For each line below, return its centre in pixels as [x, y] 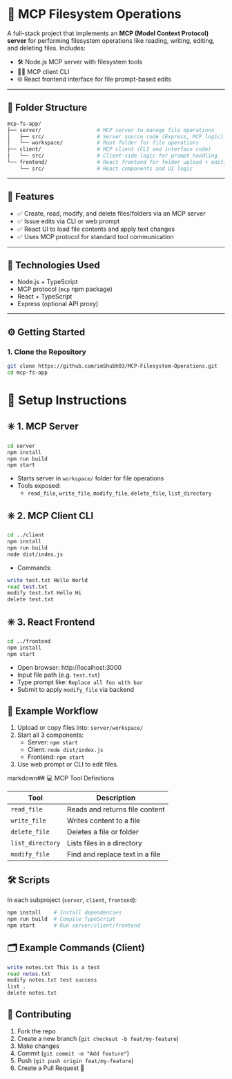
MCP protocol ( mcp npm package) [65, 289]
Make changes [38, 1046]
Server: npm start [52, 742]
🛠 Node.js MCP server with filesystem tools [80, 62]
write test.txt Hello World [48, 580]
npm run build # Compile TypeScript [61, 919]
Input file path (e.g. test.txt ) [58, 675]
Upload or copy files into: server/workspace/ [80, 728]
